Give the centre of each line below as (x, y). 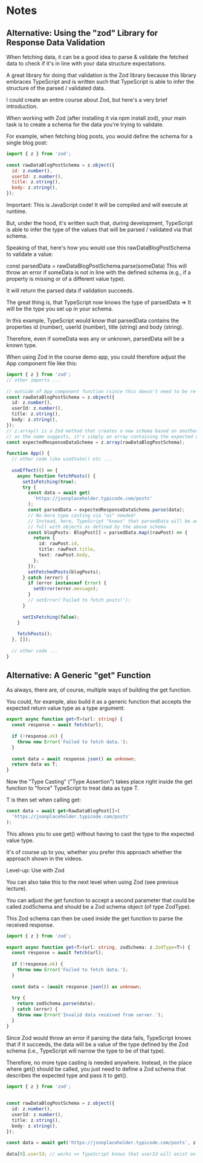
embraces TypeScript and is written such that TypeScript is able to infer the (100, 82)
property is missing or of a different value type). (66, 279)
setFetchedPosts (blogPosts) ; (65, 572)
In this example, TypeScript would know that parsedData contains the (93, 320)
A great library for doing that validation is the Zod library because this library (101, 75)
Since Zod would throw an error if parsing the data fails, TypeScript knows (99, 1037)
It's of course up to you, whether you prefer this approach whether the (94, 852)
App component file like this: (42, 363)
